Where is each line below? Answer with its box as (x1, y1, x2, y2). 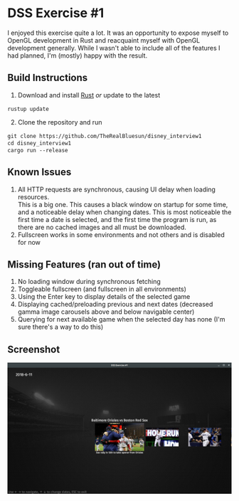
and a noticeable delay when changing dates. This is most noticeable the (17, 208, 232, 216)
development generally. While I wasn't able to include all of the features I (7, 43, 221, 52)
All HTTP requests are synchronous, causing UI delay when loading (17, 185, 216, 194)
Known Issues (7, 166, 72, 179)
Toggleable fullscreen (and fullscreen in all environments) (17, 285, 187, 293)
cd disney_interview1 (7, 139, 72, 147)
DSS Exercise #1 (7, 5, 105, 21)
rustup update (7, 105, 50, 112)
